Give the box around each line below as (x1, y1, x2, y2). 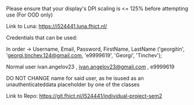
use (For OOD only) (6, 11, 53, 18)
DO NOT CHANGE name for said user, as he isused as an (6, 75, 144, 81)
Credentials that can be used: (6, 34, 78, 41)
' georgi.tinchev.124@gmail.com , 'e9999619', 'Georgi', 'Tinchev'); (6, 52, 163, 58)
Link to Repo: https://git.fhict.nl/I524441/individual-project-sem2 (6, 93, 163, 99)
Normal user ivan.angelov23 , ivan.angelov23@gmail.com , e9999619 (6, 63, 175, 70)
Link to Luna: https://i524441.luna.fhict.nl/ (6, 23, 108, 29)
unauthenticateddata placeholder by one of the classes (6, 81, 140, 88)
